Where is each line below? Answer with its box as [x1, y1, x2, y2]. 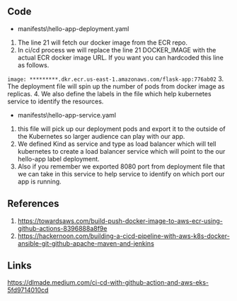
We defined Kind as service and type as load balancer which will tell [17, 140, 216, 148]
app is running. [17, 177, 62, 186]
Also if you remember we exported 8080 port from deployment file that [17, 162, 225, 171]
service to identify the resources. [7, 97, 104, 106]
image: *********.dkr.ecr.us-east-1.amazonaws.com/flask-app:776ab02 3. [7, 74, 224, 83]
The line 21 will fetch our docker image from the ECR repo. [17, 38, 188, 47]
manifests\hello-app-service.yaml [17, 110, 117, 119]
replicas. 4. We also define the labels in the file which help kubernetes [7, 89, 212, 98]
